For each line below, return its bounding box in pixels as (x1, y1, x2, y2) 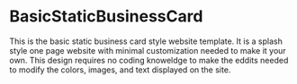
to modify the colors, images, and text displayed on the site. (9, 64, 231, 75)
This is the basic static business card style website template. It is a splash (9, 36, 283, 46)
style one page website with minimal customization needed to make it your (9, 45, 286, 55)
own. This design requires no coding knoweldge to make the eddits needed (9, 55, 289, 65)
